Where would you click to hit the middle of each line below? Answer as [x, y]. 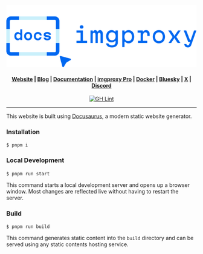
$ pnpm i [17, 145]
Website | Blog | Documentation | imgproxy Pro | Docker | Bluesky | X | [101, 79]
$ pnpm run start [28, 174]
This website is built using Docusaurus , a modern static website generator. [99, 116]
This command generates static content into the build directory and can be [100, 238]
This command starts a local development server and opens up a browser [98, 185]
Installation [23, 132]
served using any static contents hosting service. [67, 244]
